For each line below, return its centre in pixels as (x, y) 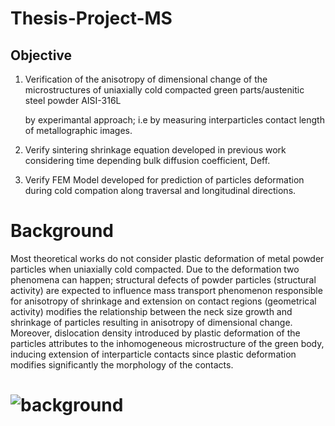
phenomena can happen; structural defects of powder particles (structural (163, 279)
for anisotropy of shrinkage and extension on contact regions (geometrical (163, 301)
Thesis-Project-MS (91, 18)
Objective (41, 55)
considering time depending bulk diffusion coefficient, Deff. (147, 160)
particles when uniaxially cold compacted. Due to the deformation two (155, 269)
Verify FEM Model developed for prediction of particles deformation (164, 180)
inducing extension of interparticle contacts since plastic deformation (153, 354)
